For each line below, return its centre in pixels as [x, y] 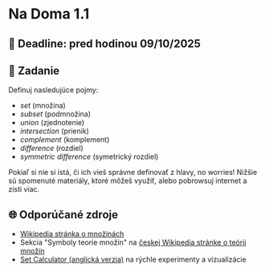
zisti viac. [24, 189]
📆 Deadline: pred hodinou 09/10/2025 [104, 44]
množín [32, 251]
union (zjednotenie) [52, 123]
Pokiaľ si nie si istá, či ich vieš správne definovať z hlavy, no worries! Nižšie [133, 173]
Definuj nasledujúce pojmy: [53, 90]
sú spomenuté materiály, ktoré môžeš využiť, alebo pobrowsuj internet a [128, 181]
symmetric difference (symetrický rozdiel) [89, 156]
